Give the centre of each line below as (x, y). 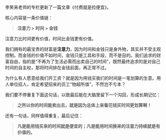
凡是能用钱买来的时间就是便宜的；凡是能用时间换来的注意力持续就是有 (89, 126)
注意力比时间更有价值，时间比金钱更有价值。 (51, 39)
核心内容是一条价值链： (29, 18)
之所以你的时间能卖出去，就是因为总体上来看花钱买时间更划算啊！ (84, 105)
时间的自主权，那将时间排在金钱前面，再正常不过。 (57, 68)
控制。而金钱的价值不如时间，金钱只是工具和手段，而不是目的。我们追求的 (81, 55)
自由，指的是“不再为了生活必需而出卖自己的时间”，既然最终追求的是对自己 (85, 61)
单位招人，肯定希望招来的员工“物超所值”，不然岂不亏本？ (67, 84)
